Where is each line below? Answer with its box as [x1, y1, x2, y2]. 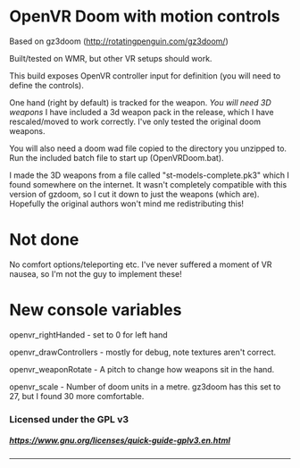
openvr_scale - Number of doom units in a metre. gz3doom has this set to [9, 381, 281, 392]
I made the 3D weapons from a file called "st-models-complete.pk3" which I [9, 170, 290, 180]
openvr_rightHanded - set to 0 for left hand [9, 329, 168, 340]
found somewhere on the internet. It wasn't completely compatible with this [9, 179, 287, 189]
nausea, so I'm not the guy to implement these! [9, 268, 182, 279]
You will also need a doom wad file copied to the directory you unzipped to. [9, 143, 287, 154]
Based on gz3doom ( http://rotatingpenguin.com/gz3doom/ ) [9, 36, 229, 46]
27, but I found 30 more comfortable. [9, 390, 145, 401]
